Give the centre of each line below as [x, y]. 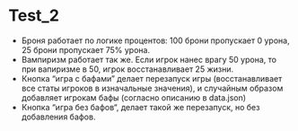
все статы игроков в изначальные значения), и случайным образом [152, 88]
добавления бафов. [58, 117]
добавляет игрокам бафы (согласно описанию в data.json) [134, 97]
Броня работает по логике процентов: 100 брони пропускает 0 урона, [155, 40]
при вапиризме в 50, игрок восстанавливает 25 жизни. [127, 69]
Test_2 [34, 16]
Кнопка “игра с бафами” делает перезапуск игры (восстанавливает [152, 78]
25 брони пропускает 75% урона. [85, 49]
